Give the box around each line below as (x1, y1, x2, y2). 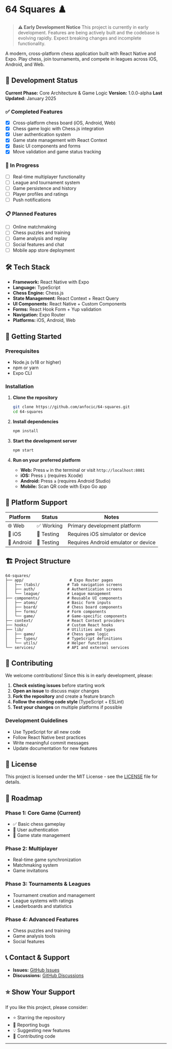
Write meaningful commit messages (12, 739, 89, 746)
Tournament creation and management (12, 892, 95, 898)
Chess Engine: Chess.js (12, 290, 64, 296)
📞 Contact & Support (5, 953, 70, 962)
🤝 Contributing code (12, 1033, 55, 1039)
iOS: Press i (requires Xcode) (20, 472, 83, 479)
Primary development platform (67, 522, 141, 529)
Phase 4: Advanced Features (5, 916, 79, 923)
